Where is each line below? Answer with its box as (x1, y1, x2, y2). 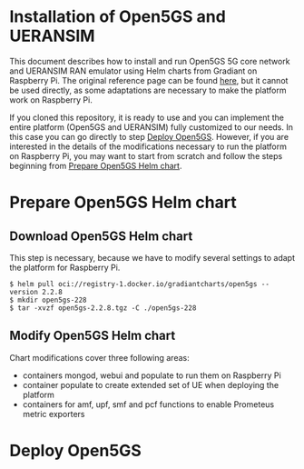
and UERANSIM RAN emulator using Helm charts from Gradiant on (9, 65, 258, 76)
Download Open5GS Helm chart (9, 228, 193, 244)
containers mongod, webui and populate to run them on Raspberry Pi (22, 370, 281, 381)
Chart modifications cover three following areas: (9, 352, 190, 363)
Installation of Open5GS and (9, 6, 227, 27)
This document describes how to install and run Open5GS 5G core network (9, 55, 290, 66)
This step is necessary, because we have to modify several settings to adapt (9, 252, 296, 263)
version (9, 287, 39, 296)
